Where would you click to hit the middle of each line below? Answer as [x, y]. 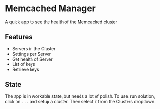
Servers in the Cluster [34, 48]
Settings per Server [32, 54]
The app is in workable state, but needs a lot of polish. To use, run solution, [80, 96]
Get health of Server [32, 59]
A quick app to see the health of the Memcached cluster [61, 22]
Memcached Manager [50, 8]
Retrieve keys [26, 69]
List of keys [24, 64]
